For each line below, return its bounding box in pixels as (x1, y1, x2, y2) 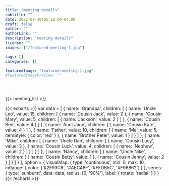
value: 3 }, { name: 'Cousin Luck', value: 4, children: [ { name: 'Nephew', (5, 143, 155, 150)
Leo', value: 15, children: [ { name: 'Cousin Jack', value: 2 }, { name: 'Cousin (5, 111, 162, 117)
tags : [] (5, 54, 24, 59)
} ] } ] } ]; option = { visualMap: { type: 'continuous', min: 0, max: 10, (5, 159, 145, 165)
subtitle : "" (5, 12, 33, 17)
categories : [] (5, 59, 37, 64)
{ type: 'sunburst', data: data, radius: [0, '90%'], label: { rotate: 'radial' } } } (5, 170, 159, 176)
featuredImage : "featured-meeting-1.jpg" (5, 68, 94, 73)
